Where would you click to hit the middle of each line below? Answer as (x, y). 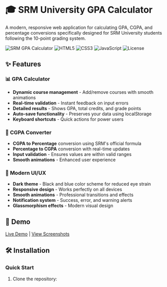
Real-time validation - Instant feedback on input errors (71, 103)
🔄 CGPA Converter (29, 132)
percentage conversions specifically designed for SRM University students (84, 33)
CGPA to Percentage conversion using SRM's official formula (77, 143)
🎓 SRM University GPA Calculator (79, 10)
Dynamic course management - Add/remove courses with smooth (83, 92)
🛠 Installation (27, 251)
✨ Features (23, 64)
